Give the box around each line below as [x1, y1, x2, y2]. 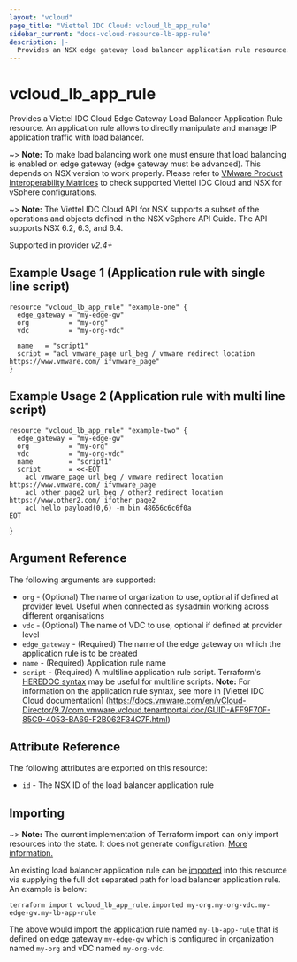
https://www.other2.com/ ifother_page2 [9, 496, 156, 504]
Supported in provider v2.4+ [9, 240, 113, 250]
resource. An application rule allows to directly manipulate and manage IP [9, 123, 277, 134]
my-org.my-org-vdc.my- [187, 901, 271, 910]
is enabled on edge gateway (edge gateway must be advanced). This [9, 158, 261, 169]
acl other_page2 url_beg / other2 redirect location [25, 488, 224, 496]
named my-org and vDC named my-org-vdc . [9, 943, 165, 954]
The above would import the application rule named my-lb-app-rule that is [9, 924, 279, 935]
